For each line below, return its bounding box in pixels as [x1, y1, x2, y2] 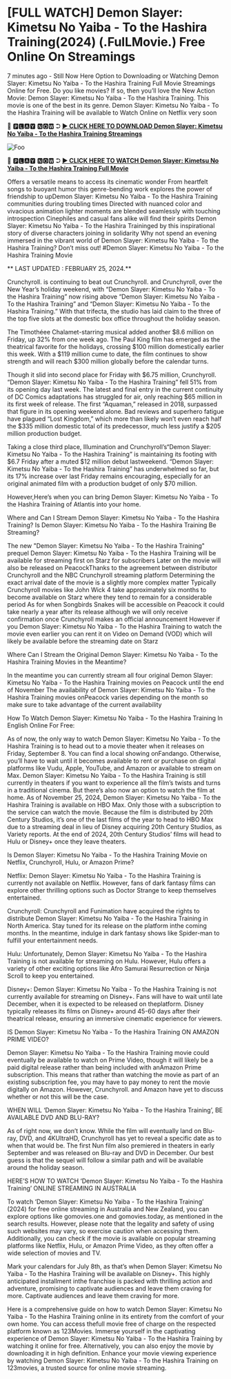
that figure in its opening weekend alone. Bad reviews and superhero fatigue [7, 407, 224, 415]
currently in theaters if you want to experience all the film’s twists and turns [7, 779, 221, 787]
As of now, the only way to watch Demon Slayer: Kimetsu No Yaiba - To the [7, 734, 221, 743]
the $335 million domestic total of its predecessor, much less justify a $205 [7, 421, 221, 430]
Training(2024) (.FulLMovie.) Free [7, 35, 205, 50]
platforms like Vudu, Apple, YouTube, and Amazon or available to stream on [7, 763, 222, 772]
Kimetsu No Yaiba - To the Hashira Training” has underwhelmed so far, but [7, 464, 219, 473]
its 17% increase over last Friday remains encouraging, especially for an [7, 472, 211, 480]
